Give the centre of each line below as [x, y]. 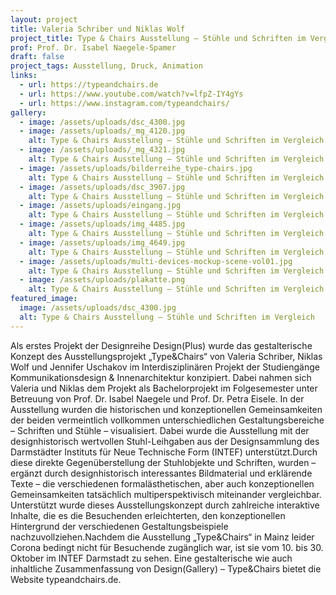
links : [24, 76]
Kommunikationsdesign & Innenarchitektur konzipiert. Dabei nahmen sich [161, 377]
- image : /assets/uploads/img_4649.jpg [102, 242]
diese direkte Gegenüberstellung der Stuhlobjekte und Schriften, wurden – [163, 462]
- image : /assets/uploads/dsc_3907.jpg [102, 187]
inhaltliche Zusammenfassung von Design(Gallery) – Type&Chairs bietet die [166, 568]
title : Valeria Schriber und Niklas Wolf [98, 29]
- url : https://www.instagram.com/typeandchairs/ [124, 103]
